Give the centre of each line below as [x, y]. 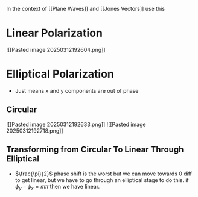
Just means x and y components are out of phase [77, 90]
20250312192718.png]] [35, 130]
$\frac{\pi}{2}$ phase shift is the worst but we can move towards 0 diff [103, 174]
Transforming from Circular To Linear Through [95, 150]
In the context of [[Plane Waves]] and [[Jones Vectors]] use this [85, 9]
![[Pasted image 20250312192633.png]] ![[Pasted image [76, 124]
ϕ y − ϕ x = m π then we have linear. [57, 187]
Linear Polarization [54, 33]
